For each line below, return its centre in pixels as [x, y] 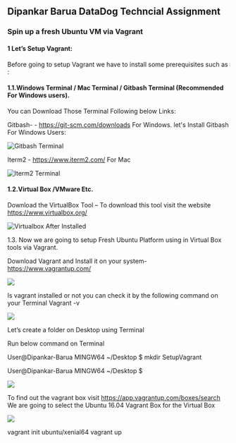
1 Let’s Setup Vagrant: [40, 48]
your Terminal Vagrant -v [43, 303]
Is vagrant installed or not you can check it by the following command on [113, 295]
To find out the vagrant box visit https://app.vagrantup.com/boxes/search [114, 397]
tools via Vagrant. [33, 247]
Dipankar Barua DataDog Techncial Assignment [114, 12]
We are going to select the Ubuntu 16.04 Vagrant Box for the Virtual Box [111, 405]
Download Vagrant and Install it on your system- [77, 261]
